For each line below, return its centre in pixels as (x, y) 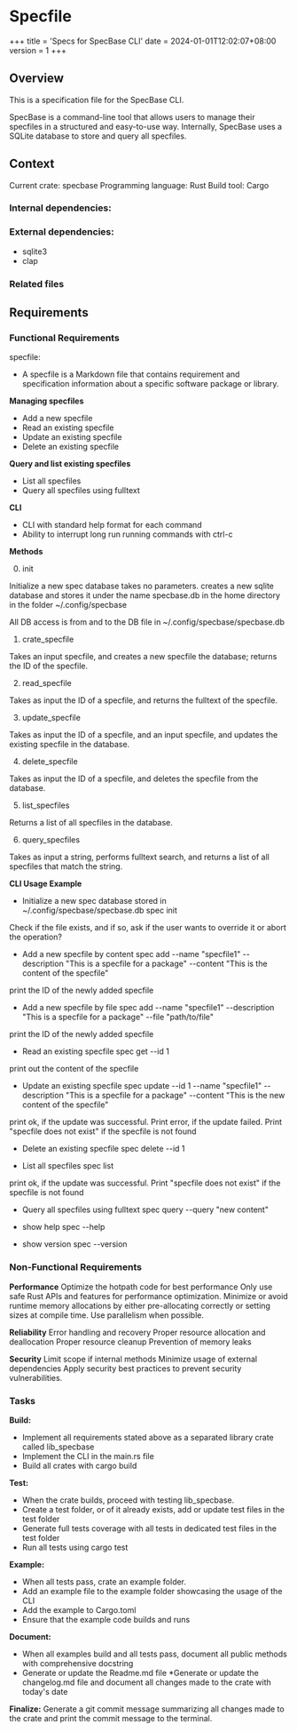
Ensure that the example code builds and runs (106, 1619)
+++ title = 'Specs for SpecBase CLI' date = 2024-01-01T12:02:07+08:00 (143, 41)
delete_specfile (50, 762)
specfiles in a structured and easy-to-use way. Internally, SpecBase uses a (145, 126)
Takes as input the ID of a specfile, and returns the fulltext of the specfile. (143, 700)
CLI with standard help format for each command (112, 525)
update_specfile (51, 718)
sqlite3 (34, 251)
